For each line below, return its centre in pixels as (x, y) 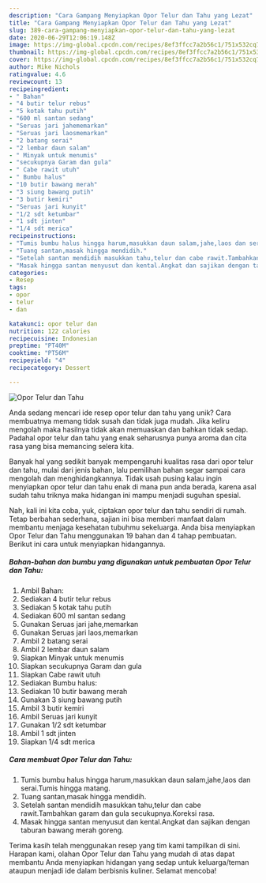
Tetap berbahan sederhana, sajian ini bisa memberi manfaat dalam (117, 519)
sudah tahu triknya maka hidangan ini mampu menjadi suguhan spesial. (125, 495)
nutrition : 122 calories (50, 331)
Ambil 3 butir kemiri (52, 708)
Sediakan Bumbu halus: (59, 683)
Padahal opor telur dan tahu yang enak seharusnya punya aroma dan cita (128, 438)
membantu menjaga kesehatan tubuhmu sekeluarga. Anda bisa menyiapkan (132, 527)
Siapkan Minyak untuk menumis (72, 658)
